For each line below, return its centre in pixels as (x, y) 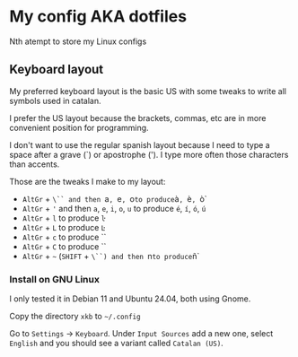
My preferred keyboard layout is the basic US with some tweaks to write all (148, 91)
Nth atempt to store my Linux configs (78, 41)
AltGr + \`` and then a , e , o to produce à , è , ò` (115, 198)
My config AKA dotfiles (98, 17)
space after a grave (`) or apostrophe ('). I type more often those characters (149, 154)
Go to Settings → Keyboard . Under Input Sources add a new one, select (141, 334)
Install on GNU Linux (55, 279)
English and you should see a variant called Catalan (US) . (117, 344)
